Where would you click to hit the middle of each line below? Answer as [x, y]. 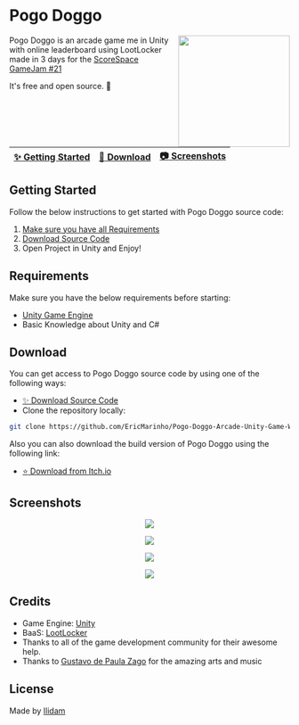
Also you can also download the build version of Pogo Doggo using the [139, 444]
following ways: [38, 383]
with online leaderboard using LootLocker [85, 49]
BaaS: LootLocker [55, 632]
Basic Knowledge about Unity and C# [91, 324]
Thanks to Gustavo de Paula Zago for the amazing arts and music [142, 661]
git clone [28, 427]
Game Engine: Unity [59, 623]
